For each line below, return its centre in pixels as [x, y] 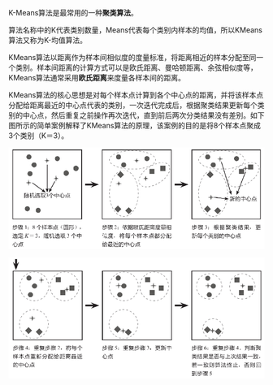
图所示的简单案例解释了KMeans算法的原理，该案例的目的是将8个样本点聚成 [135, 125]
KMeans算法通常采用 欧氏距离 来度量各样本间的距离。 [97, 78]
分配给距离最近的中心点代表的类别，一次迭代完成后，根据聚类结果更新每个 [133, 105]
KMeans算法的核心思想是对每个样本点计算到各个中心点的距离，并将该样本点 [136, 95]
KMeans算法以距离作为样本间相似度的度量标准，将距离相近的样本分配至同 [132, 57]
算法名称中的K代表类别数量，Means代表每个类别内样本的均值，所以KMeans [135, 30]
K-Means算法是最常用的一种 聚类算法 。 [73, 13]
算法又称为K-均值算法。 [48, 40]
